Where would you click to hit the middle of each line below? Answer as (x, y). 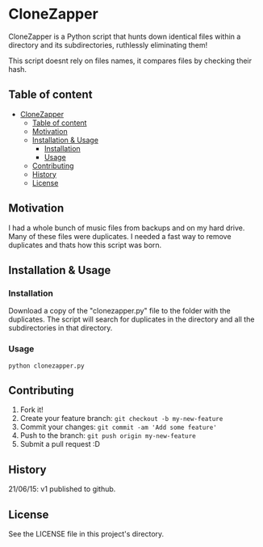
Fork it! (32, 410)
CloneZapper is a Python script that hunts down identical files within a (125, 36)
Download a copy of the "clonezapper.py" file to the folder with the (120, 311)
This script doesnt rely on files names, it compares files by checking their (130, 61)
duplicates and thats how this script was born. (85, 245)
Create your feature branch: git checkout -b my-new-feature (121, 419)
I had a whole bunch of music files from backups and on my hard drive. (127, 228)
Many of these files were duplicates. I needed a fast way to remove (120, 236)
